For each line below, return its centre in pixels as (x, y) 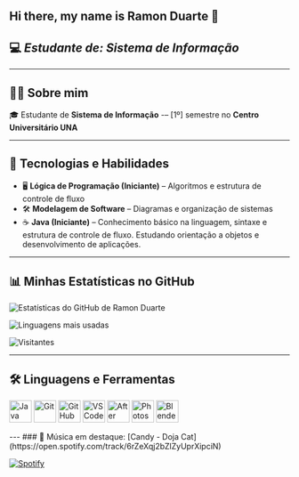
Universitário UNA (44, 128)
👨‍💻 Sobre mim (49, 93)
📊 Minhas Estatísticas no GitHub (102, 282)
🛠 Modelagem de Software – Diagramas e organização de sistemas (147, 208)
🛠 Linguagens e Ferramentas (92, 380)
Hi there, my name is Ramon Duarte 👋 (114, 16)
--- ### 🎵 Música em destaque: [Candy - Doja (94, 437)
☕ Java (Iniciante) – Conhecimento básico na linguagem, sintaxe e (145, 222)
